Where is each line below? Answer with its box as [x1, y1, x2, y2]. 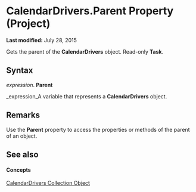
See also [6, 149, 39, 159]
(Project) [6, 17, 51, 30]
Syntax [6, 66, 33, 76]
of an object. [6, 132, 38, 140]
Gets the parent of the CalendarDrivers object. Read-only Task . [6, 48, 164, 55]
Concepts [6, 166, 31, 174]
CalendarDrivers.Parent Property [6, 4, 174, 18]
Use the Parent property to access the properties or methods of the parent [6, 126, 190, 133]
